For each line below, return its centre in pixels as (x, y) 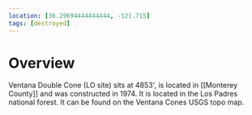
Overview (42, 63)
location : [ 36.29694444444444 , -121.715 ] (79, 16)
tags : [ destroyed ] (39, 23)
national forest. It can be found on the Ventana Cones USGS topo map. (126, 102)
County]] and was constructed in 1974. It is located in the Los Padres (123, 94)
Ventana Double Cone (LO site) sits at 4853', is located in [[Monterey (123, 85)
